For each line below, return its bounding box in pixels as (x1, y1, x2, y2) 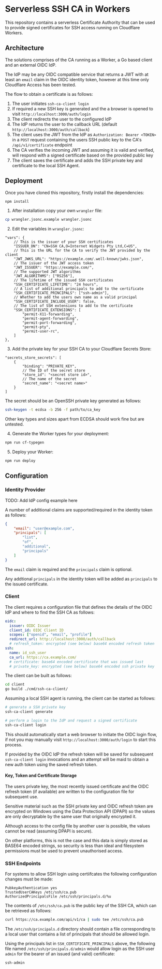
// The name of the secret (22, 377, 77, 382)
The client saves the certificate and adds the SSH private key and (12, 157, 143, 163)
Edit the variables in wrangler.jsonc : (12, 226, 85, 232)
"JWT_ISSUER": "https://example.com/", (14, 265, 94, 270)
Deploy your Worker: (12, 449, 54, 455)
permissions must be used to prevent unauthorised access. (5, 847, 123, 854)
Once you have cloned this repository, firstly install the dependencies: (5, 190, 144, 195)
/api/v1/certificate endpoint (12, 142, 73, 148)
